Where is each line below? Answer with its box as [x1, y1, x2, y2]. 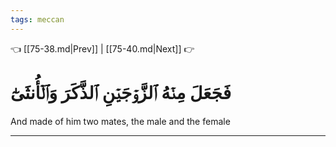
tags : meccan [10, 14, 65, 25]
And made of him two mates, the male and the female [10, 115, 231, 127]
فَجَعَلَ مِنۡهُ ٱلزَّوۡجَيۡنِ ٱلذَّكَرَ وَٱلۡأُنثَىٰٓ [10, 81, 232, 104]
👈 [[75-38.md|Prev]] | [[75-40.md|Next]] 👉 [10, 42, 195, 55]
